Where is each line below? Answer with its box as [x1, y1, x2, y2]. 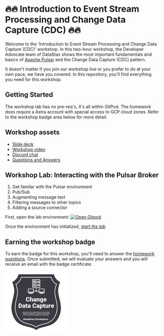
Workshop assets [5, 128, 60, 136]
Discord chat [12, 152, 38, 157]
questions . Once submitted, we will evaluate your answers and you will [5, 256, 148, 262]
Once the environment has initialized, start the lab [5, 224, 106, 229]
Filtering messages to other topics [12, 200, 81, 205]
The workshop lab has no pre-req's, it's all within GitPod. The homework [5, 104, 151, 110]
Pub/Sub [12, 189, 30, 195]
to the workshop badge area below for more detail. [5, 114, 108, 120]
